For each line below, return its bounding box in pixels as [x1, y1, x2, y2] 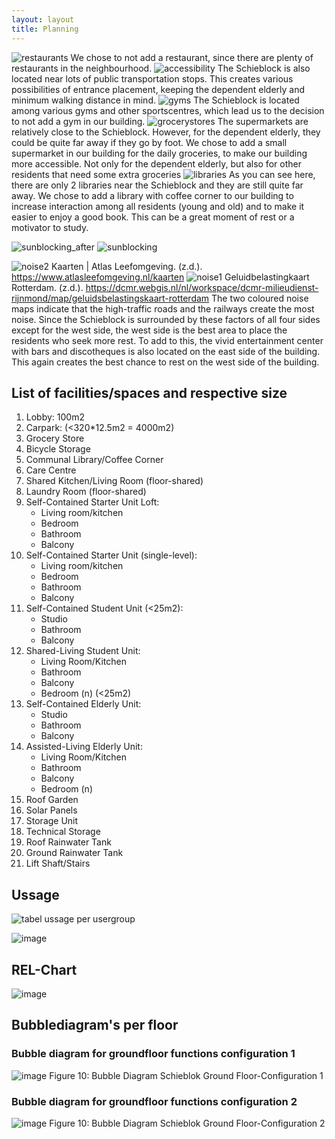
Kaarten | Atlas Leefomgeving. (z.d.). [51, 260, 203, 272]
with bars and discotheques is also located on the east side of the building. [11, 345, 321, 357]
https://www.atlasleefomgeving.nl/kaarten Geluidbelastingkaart [11, 271, 310, 283]
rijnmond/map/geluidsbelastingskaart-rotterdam [11, 292, 210, 304]
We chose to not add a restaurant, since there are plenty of [70, 51, 314, 63]
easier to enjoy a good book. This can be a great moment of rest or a [11, 211, 295, 223]
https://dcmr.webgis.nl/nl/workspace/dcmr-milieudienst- [85, 281, 319, 293]
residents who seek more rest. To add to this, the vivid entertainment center [11, 334, 324, 346]
